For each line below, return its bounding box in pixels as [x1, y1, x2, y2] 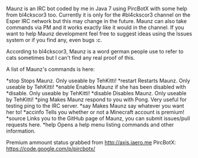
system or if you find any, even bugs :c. [6, 37, 102, 43]
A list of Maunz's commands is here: [6, 66, 95, 73]
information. [6, 127, 36, 134]
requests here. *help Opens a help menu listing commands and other [6, 121, 174, 128]
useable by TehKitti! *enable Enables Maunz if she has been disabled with [6, 83, 186, 91]
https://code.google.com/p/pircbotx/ [6, 145, 96, 152]
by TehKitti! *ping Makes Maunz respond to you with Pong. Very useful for [6, 96, 187, 103]
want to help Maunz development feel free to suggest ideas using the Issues [6, 30, 192, 37]
